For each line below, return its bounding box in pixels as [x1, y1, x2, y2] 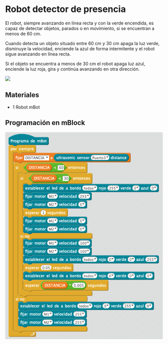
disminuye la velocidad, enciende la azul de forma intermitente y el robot [5, 45, 155, 51]
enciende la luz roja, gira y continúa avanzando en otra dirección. [5, 66, 140, 72]
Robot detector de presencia [5, 3, 126, 15]
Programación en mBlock [5, 118, 85, 127]
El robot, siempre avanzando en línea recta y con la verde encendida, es [5, 20, 154, 26]
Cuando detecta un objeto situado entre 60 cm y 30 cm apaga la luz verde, [5, 40, 160, 46]
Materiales [5, 91, 39, 99]
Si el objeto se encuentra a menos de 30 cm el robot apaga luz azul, [5, 60, 145, 66]
